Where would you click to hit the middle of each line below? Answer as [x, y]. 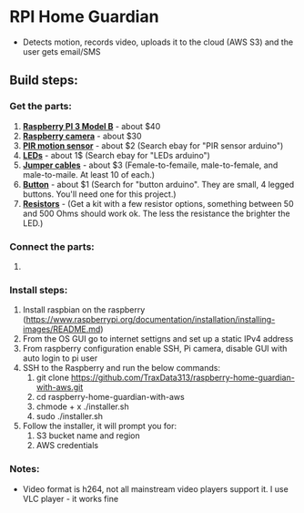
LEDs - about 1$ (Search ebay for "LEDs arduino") [117, 155]
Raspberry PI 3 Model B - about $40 [91, 126]
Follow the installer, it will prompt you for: [100, 426]
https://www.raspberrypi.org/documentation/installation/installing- [151, 320]
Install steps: [39, 290]
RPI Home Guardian [84, 17]
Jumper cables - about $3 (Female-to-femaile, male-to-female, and [150, 165]
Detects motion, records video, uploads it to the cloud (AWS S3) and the [158, 42]
